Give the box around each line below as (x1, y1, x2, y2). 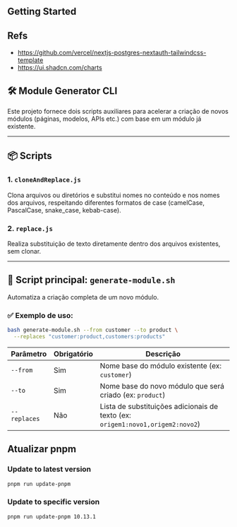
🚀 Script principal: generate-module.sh (7, 274, 176, 286)
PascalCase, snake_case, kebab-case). (7, 206, 121, 214)
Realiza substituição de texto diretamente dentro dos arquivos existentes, (7, 239, 221, 248)
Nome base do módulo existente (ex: (99, 360, 222, 370)
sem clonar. (7, 247, 42, 255)
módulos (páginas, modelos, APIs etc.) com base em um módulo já (7, 114, 202, 123)
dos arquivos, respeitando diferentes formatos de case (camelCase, (7, 198, 205, 207)
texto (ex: (99, 410, 132, 420)
